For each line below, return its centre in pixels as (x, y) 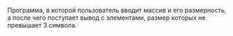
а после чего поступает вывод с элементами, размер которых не (107, 18)
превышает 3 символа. (42, 25)
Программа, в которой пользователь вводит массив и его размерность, (117, 10)
